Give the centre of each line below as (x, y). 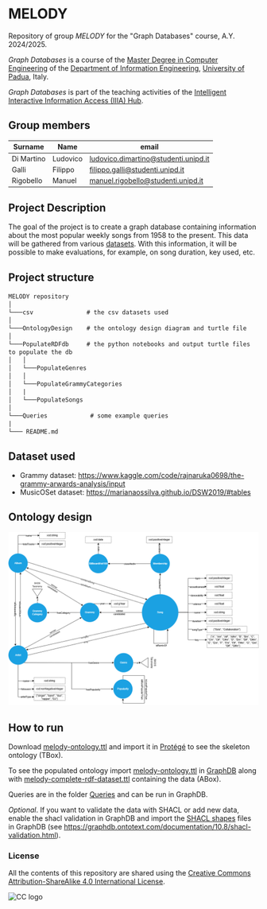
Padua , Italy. (29, 76)
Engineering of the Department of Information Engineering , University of (126, 68)
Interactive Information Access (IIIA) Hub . (76, 100)
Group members (49, 125)
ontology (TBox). (36, 756)
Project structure (51, 277)
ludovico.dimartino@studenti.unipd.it (149, 158)
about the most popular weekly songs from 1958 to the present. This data (128, 235)
